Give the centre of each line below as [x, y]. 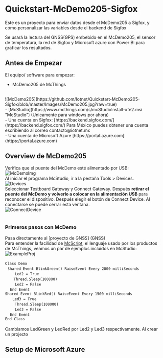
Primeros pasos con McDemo [41, 227]
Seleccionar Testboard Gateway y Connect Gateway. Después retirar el [77, 189]
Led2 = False [28, 284]
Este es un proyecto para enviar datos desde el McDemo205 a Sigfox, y [77, 23]
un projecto [17, 334]
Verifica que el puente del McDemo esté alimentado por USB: [67, 168]
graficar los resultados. [28, 48]
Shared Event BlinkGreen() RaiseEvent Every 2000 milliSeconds [73, 269]
